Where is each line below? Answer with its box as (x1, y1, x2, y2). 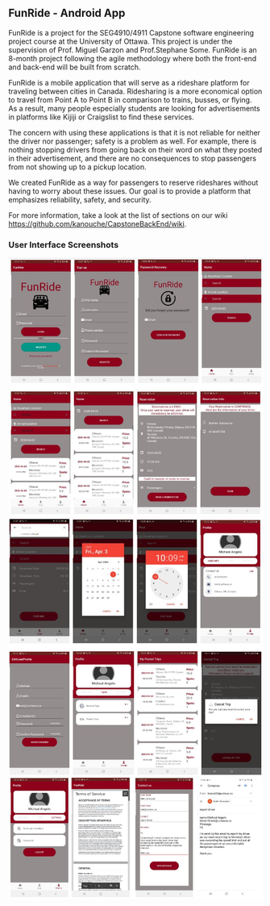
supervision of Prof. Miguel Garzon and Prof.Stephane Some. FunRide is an (8, 44, 258, 55)
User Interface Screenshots (8, 239, 119, 250)
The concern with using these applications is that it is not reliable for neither (8, 127, 260, 137)
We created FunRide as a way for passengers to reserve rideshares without (8, 177, 259, 187)
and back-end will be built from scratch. (8, 62, 141, 72)
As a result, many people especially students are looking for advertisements (8, 103, 260, 113)
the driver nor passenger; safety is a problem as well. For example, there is (8, 136, 257, 146)
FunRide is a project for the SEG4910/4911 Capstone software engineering (8, 27, 255, 37)
